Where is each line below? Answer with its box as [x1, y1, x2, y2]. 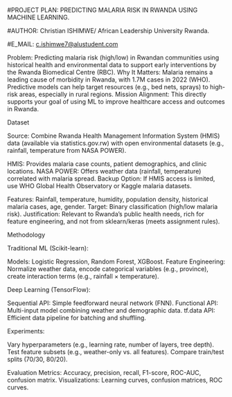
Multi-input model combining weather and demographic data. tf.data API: [7, 306, 216, 314]
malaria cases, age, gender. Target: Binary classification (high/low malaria [7, 203, 218, 210]
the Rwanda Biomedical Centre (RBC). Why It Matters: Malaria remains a [7, 68, 213, 76]
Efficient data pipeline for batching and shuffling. [7, 314, 147, 322]
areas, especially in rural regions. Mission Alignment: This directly [19, 90, 206, 98]
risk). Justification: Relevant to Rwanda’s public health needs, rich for [7, 210, 204, 218]
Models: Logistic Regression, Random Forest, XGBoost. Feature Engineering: [7, 257, 226, 266]
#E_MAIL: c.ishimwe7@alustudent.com [7, 40, 118, 48]
